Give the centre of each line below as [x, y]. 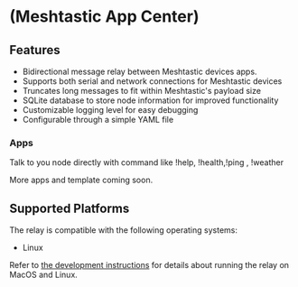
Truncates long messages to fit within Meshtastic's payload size [142, 91]
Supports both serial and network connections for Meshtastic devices [152, 81]
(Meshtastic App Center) [104, 17]
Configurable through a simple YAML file [98, 120]
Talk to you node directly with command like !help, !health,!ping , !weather [147, 162]
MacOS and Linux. [44, 275]
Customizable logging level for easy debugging [110, 110]
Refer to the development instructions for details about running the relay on [149, 265]
